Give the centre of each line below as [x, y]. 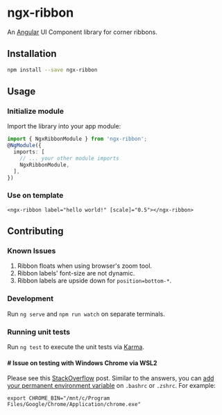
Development [31, 298]
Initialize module [36, 111]
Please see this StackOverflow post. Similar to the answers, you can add [111, 378]
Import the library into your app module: [64, 126]
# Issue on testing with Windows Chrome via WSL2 [82, 363]
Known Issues [32, 251]
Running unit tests [39, 332]
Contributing [35, 231]
